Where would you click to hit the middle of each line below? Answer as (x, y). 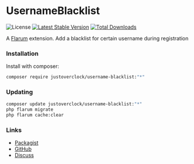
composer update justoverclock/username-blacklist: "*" (74, 104)
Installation (22, 53)
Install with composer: (33, 66)
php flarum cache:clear (35, 115)
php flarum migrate (30, 110)
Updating (20, 92)
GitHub (23, 149)
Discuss (24, 155)
